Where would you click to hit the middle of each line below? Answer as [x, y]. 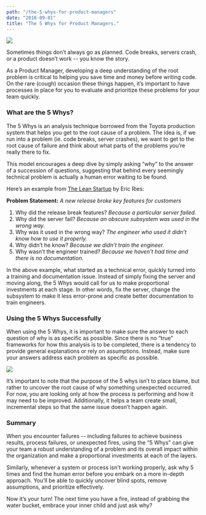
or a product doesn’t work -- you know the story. [68, 59]
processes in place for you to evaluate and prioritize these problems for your [103, 90]
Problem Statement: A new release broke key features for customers [94, 200]
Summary [21, 423]
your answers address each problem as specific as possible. [83, 357]
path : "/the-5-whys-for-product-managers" [61, 12]
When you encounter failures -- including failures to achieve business [94, 436]
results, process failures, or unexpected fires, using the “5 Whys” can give [100, 443]
